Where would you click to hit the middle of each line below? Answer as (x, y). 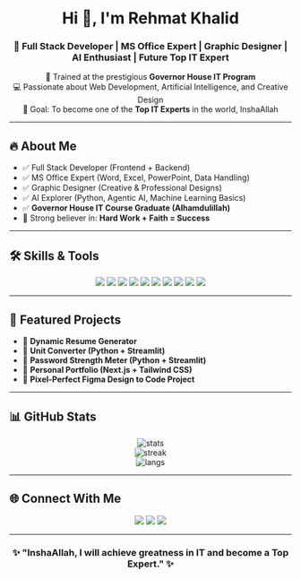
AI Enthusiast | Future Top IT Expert (150, 57)
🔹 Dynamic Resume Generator (79, 341)
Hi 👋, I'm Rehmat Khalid (150, 18)
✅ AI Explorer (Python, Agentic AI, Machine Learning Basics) (134, 198)
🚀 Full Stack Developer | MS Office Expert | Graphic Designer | (150, 47)
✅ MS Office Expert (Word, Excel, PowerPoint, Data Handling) (136, 177)
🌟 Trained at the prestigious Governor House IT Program (150, 77)
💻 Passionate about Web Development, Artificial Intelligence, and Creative (150, 87)
